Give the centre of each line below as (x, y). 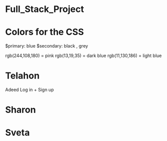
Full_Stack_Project (45, 9)
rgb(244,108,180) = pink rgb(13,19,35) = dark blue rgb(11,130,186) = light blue (83, 55)
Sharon (21, 110)
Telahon (23, 76)
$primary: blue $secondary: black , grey (47, 46)
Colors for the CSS (45, 32)
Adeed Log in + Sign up (30, 90)
